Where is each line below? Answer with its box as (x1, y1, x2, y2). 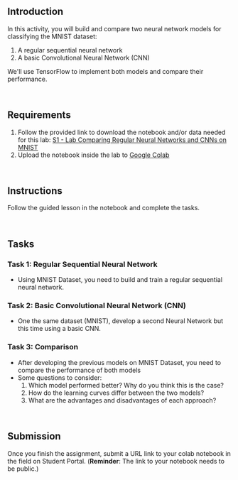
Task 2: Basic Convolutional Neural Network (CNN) (7, 301, 187, 311)
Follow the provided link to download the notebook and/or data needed (17, 128, 226, 136)
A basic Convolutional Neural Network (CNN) (17, 53, 151, 62)
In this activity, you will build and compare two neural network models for (7, 24, 222, 33)
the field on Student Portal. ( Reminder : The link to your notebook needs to (7, 457, 225, 465)
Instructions (7, 185, 63, 197)
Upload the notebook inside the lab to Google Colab (17, 151, 170, 159)
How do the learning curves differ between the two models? (28, 388, 205, 397)
